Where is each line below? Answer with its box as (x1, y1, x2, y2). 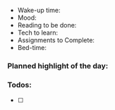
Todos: (7, 80, 32, 90)
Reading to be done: (17, 21, 77, 29)
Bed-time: (17, 44, 47, 51)
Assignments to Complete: (17, 36, 95, 44)
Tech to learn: (17, 28, 59, 37)
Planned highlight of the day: (7, 61, 109, 71)
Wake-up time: (17, 6, 61, 14)
